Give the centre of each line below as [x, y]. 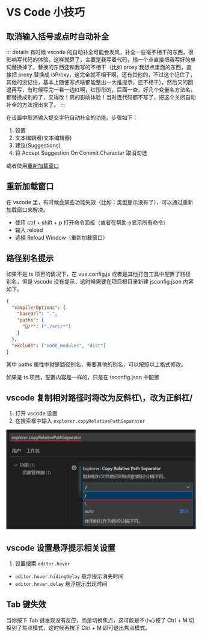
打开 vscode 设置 [36, 414]
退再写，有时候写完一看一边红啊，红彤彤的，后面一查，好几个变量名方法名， [101, 90]
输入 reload [29, 230]
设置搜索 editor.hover [42, 563]
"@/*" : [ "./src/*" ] [46, 327]
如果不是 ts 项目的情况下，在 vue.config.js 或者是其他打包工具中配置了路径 [99, 274]
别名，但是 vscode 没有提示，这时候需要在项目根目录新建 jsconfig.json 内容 [100, 281]
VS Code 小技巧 [46, 12]
